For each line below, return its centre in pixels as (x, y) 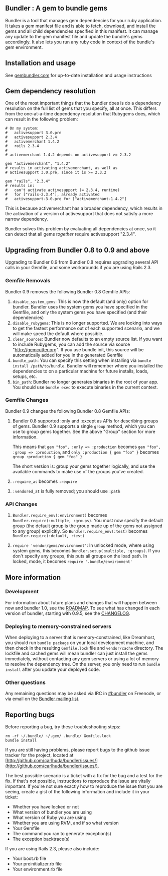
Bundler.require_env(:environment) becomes (60, 515)
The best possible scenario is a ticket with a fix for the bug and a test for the (84, 776)
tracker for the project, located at (39, 755)
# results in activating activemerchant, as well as (61, 168)
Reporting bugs (30, 714)
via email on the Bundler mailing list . (42, 699)
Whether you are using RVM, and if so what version (65, 823)
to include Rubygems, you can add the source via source (71, 344)
